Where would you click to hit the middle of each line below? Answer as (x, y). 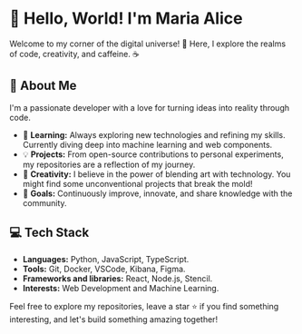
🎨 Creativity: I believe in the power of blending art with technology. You (156, 174)
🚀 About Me (43, 86)
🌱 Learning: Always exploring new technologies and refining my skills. (154, 134)
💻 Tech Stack (49, 233)
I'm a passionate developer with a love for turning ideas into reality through (150, 107)
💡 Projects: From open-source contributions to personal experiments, (153, 154)
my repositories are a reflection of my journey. (109, 164)
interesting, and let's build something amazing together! (114, 319)
